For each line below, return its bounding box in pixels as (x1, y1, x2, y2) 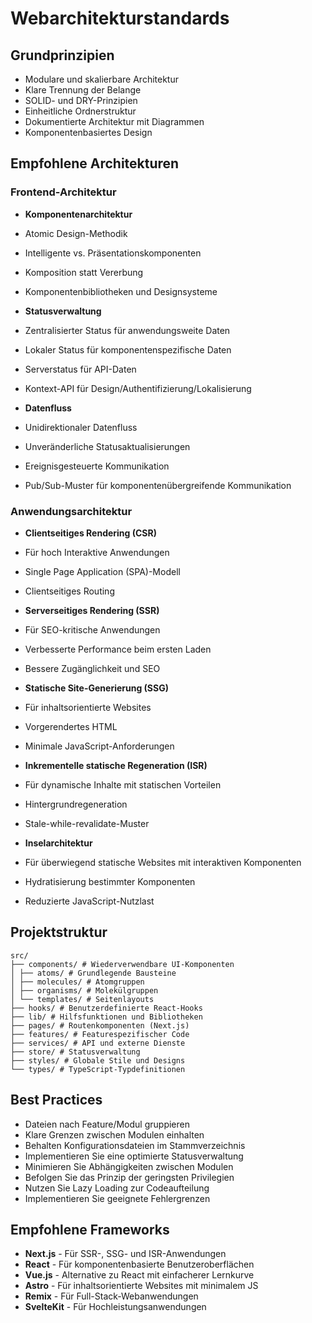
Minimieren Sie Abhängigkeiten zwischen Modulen (24, 1160, 234, 1172)
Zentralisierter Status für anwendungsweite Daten (24, 324, 231, 336)
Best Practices (10, 1092, 103, 1109)
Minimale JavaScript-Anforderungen (24, 740, 175, 752)
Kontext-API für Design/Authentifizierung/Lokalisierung (24, 382, 252, 394)
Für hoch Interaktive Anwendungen (24, 546, 170, 558)
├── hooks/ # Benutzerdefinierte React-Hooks (10, 1003, 203, 1013)
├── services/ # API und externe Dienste (10, 1038, 186, 1048)
